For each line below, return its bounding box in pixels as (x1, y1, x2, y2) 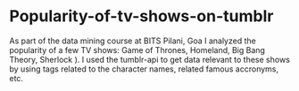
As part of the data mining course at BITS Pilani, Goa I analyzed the (9, 35, 256, 46)
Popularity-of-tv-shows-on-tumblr (9, 6, 274, 27)
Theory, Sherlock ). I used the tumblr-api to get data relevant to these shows (9, 54, 290, 64)
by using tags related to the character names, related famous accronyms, (9, 64, 279, 74)
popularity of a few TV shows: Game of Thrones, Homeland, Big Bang (9, 44, 266, 55)
